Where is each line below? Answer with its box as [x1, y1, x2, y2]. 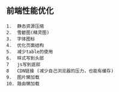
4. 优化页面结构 [6, 42, 44, 48]
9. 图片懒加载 [6, 74, 40, 80]
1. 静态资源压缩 [6, 23, 44, 29]
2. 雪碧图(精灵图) [6, 29, 50, 35]
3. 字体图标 [6, 35, 35, 42]
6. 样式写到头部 [6, 55, 44, 61]
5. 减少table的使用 [6, 49, 53, 55]
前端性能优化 [6, 5, 54, 16]
